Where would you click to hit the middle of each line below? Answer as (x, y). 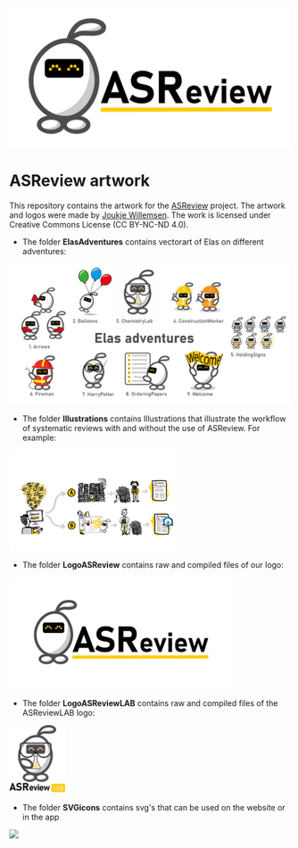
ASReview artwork (79, 181)
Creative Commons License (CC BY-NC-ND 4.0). (99, 224)
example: (39, 437)
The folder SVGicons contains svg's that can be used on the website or (153, 807)
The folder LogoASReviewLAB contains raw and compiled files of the (150, 703)
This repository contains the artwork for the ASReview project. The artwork (147, 205)
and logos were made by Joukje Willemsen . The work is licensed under (140, 215)
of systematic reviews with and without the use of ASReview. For (141, 428)
